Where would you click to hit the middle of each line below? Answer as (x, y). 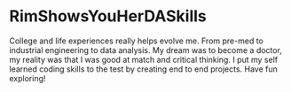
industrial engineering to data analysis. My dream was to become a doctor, (145, 50)
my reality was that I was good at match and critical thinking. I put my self (143, 59)
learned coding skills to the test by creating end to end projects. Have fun (143, 69)
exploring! (28, 78)
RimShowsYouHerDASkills (108, 16)
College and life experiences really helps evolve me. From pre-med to (136, 41)
